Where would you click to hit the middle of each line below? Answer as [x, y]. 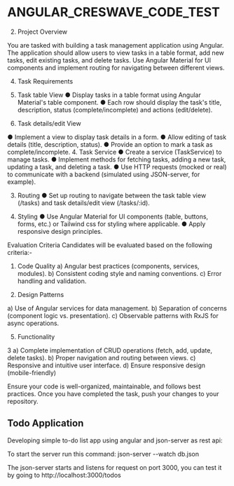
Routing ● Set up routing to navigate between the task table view [112, 195]
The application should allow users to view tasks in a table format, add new [116, 53]
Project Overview [42, 32]
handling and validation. [52, 281]
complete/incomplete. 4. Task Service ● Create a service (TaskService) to [115, 152]
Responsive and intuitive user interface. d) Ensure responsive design [106, 365]
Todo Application [46, 423]
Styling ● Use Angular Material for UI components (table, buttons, [113, 216]
